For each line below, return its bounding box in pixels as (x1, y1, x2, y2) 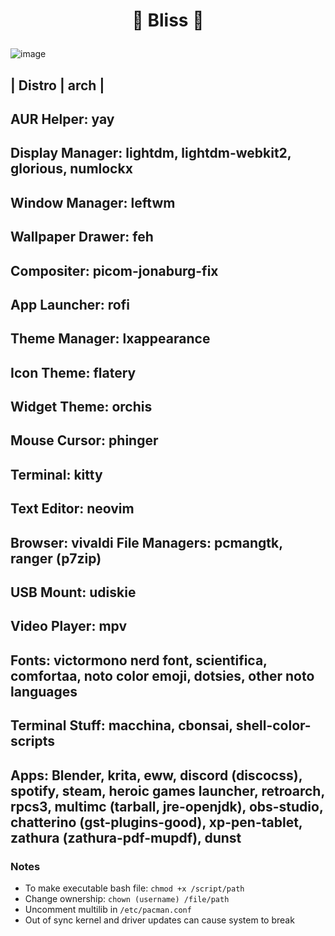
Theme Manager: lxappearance (10, 330, 211, 348)
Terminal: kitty (10, 466, 103, 483)
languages (10, 683, 78, 700)
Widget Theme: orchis (10, 399, 153, 416)
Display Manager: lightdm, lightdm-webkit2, (10, 145, 292, 162)
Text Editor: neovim (10, 500, 135, 518)
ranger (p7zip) (10, 550, 102, 567)
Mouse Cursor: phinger (10, 432, 159, 449)
